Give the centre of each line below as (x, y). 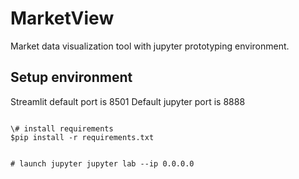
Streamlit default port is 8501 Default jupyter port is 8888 (128, 101)
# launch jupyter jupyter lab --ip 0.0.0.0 (102, 163)
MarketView (62, 18)
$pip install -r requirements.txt (82, 137)
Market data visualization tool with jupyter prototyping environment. (150, 46)
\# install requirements (62, 128)
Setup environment (71, 77)
